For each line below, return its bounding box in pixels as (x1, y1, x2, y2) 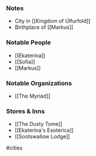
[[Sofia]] (14, 58, 35, 65)
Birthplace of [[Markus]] (14, 24, 74, 31)
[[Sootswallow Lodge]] (14, 133, 70, 140)
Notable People (6, 38, 51, 47)
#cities (6, 144, 22, 151)
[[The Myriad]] (14, 92, 51, 99)
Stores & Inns (6, 107, 45, 115)
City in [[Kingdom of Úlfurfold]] (14, 18, 91, 25)
